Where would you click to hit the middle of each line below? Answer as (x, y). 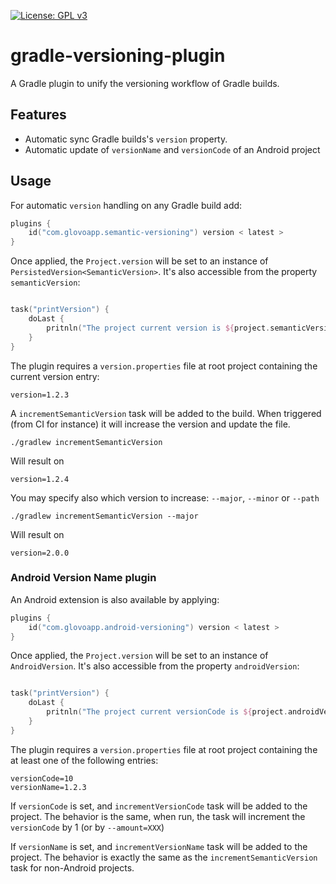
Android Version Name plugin (83, 578)
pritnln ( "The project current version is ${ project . (158, 328)
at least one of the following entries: (84, 760)
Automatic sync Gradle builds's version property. (126, 139)
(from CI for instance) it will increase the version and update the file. (150, 424)
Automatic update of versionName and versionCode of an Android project (172, 149)
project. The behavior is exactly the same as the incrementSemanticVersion (164, 857)
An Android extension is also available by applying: (115, 599)
